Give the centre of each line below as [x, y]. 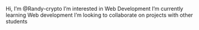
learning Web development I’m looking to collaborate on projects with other [99, 15]
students [17, 21]
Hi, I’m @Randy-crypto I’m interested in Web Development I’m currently [95, 9]
